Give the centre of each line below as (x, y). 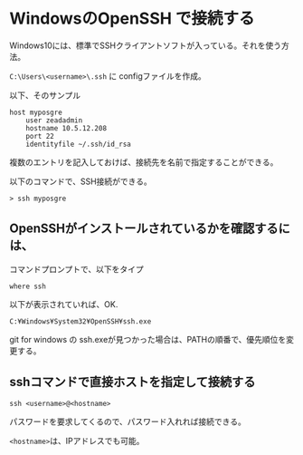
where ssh (28, 286)
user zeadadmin (54, 120)
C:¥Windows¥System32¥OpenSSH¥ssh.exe (80, 321)
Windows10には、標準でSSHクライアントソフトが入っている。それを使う (146, 45)
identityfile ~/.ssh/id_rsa (78, 144)
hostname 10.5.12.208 (66, 128)
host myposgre (36, 112)
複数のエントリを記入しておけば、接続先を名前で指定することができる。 (144, 162)
